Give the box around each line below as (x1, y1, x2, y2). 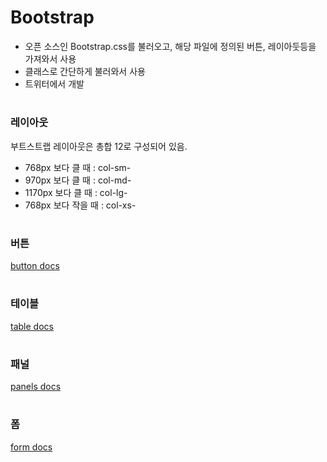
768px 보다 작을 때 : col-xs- (24, 199, 137, 211)
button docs (10, 260, 60, 272)
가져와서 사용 (24, 52, 77, 65)
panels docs (10, 381, 62, 393)
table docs (10, 320, 54, 332)
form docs (10, 441, 53, 453)
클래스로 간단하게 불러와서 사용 (24, 65, 146, 77)
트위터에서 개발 (24, 77, 85, 90)
